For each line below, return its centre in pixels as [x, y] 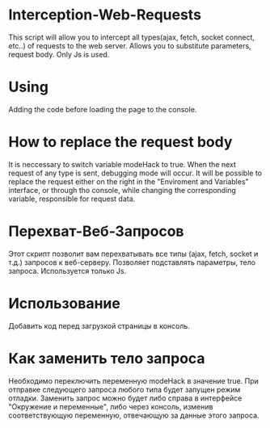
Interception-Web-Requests [105, 15]
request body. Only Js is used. [59, 54]
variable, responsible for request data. [72, 199]
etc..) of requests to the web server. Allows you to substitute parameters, [130, 45]
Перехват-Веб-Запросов [96, 231]
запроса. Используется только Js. [67, 271]
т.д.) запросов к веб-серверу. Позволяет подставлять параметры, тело [132, 262]
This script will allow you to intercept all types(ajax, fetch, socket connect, [132, 37]
